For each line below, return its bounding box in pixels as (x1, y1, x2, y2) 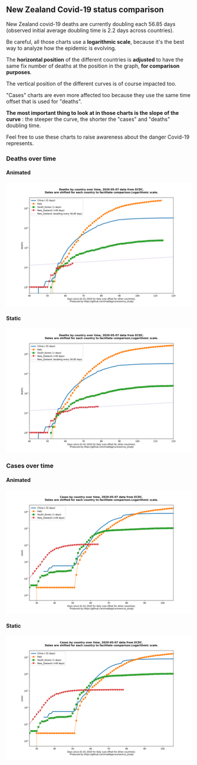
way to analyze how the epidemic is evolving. (6, 44, 117, 52)
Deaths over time (6, 154, 57, 162)
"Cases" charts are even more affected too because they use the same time (6, 91, 191, 98)
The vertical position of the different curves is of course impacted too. (6, 80, 177, 87)
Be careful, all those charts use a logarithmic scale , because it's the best (6, 38, 185, 45)
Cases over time (6, 462, 54, 470)
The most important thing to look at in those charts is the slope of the (6, 109, 179, 116)
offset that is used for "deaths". (6, 98, 83, 105)
